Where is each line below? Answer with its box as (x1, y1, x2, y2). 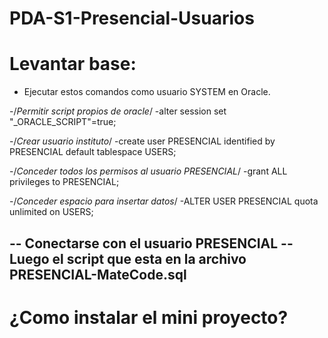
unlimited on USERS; (9, 206, 94, 218)
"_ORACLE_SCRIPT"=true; (9, 116, 117, 128)
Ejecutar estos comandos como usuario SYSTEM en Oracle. (23, 86, 271, 98)
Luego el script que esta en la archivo (9, 250, 247, 267)
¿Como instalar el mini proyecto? (9, 306, 289, 329)
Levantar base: (9, 53, 137, 76)
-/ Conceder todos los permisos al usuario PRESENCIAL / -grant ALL (9, 165, 288, 177)
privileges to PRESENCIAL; (9, 176, 120, 188)
